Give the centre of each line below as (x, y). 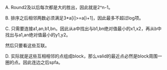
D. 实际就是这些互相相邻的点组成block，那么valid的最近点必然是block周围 (81, 56)
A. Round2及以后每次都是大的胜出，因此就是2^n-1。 (59, 7)
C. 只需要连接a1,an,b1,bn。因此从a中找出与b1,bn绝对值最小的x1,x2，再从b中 (83, 28)
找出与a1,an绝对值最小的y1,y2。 (38, 35)
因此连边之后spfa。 (43, 62)
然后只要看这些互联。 (27, 45)
